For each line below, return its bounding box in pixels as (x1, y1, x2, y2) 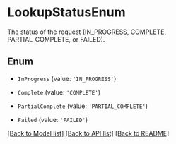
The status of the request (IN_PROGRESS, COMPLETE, (7, 28, 167, 36)
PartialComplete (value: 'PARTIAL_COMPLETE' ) (17, 102, 148, 110)
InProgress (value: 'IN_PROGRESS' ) (17, 74, 117, 83)
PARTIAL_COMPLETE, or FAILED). (7, 35, 105, 43)
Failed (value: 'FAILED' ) (17, 115, 88, 124)
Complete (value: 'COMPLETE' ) (17, 88, 101, 96)
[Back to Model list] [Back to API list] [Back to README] (7, 128, 170, 138)
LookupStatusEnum (7, 4, 126, 20)
